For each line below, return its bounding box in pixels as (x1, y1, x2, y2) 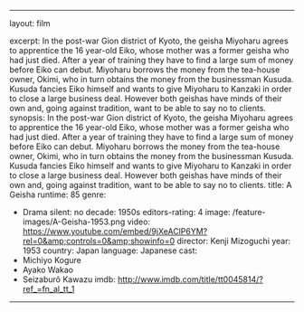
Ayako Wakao (22, 264, 74, 275)
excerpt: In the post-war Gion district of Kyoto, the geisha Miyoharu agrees (9, 35, 289, 46)
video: (127, 216, 151, 227)
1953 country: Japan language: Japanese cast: (22, 245, 197, 256)
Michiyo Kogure (22, 255, 81, 265)
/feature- (232, 207, 266, 217)
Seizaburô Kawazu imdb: (22, 274, 116, 285)
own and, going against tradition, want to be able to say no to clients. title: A (9, 180, 292, 190)
